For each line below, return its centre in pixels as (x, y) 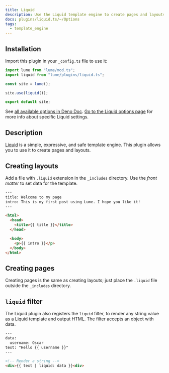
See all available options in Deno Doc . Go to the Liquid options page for (79, 111)
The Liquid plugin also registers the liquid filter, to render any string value (82, 314)
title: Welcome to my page (33, 197)
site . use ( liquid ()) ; (27, 93)
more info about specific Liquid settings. (47, 117)
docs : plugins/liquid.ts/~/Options (43, 19)
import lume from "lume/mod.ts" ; (40, 70)
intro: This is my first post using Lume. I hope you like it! (73, 202)
